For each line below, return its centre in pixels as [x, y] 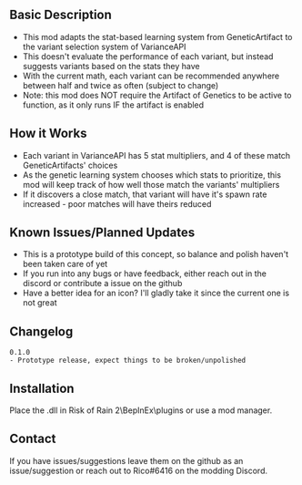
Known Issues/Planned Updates [102, 233]
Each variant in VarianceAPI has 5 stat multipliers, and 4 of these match [156, 155]
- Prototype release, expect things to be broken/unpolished [128, 361]
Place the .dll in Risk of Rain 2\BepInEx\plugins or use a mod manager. [141, 410]
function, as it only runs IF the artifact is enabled [113, 105]
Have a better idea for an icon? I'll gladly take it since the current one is [156, 293]
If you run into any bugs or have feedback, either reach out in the [144, 273]
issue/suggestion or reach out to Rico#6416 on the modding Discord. [139, 470]
